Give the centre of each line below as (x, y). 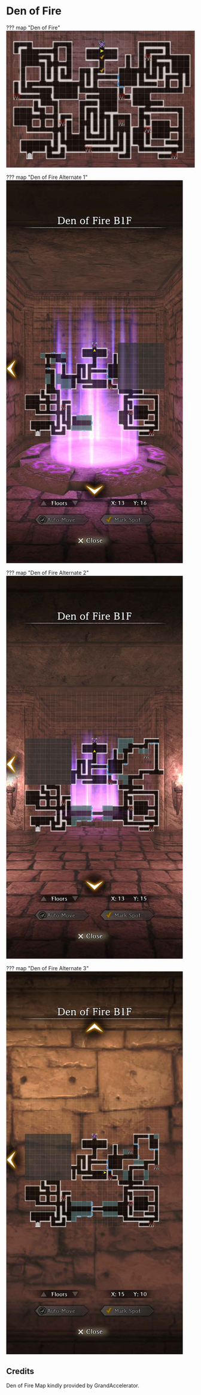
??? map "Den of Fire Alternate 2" (48, 573)
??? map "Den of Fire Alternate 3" (48, 968)
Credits (20, 1371)
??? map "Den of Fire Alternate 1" (47, 177)
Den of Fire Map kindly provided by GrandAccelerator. (73, 1385)
